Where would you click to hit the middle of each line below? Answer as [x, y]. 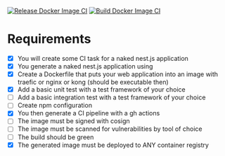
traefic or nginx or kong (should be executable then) [93, 82]
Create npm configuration [55, 106]
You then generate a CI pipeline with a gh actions [89, 113]
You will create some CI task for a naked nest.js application [103, 58]
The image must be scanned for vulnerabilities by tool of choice [110, 129]
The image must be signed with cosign [73, 121]
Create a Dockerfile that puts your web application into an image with [118, 74]
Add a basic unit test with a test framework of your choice [101, 90]
